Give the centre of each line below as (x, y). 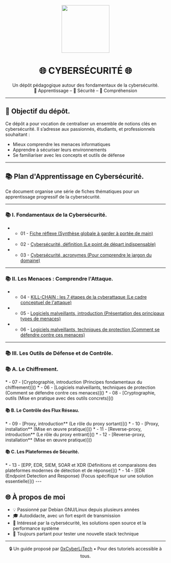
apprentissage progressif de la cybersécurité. (53, 196)
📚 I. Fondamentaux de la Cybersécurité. (56, 215)
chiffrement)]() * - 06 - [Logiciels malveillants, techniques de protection (80, 387)
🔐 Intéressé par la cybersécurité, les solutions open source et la (79, 523)
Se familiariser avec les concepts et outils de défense (69, 155)
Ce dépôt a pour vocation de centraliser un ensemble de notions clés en (81, 123)
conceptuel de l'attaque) (46, 302)
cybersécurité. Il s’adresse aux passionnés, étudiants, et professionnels (80, 129)
